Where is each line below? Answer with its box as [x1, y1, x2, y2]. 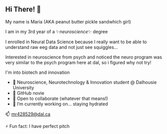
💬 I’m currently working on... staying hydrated [12, 100, 108, 107]
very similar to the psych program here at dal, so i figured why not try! [5, 59, 151, 65]
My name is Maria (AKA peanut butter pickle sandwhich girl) [5, 18, 131, 24]
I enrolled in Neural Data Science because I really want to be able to [5, 39, 147, 45]
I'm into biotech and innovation [5, 69, 70, 75]
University [12, 85, 35, 91]
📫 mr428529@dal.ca [5, 111, 51, 117]
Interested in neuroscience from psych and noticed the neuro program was [5, 54, 162, 60]
